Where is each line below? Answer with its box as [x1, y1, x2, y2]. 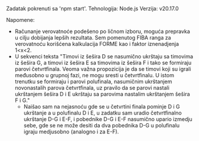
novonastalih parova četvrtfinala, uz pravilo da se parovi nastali [14, 84, 170, 91]
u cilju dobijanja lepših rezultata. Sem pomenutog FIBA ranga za [14, 34, 171, 41]
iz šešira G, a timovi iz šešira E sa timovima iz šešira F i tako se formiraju [14, 59, 192, 66]
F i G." [14, 97, 30, 104]
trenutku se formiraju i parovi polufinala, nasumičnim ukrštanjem [14, 78, 172, 85]
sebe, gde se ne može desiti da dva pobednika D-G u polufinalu [23, 122, 180, 129]
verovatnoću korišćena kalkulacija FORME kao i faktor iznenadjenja [14, 41, 179, 47]
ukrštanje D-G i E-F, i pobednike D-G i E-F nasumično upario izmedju [23, 116, 193, 123]
